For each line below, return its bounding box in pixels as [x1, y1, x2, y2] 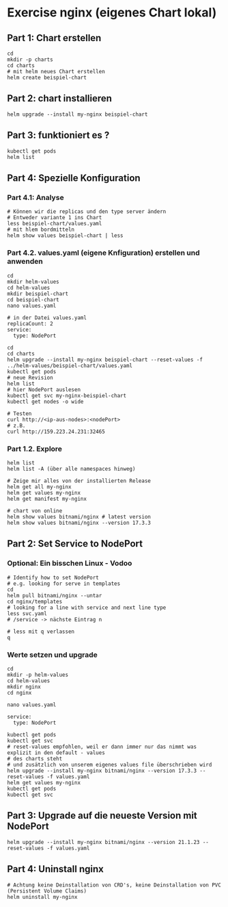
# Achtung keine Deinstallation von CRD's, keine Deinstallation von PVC [7, 882, 222, 889]
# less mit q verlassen [7, 628, 75, 635]
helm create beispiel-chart [7, 74, 87, 81]
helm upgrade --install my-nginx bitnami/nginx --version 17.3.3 [7, 767, 197, 774]
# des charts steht [7, 755, 63, 762]
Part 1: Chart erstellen [7, 32, 102, 44]
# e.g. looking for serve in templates [7, 580, 121, 587]
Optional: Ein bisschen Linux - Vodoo [7, 558, 132, 568]
